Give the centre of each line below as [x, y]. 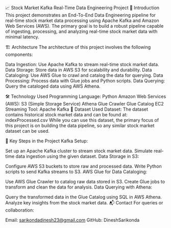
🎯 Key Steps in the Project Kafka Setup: [47, 141]
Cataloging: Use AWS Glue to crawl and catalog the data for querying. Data [84, 75]
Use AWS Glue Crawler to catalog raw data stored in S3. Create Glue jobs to [85, 182]
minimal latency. [22, 37]
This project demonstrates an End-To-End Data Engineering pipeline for [81, 15]
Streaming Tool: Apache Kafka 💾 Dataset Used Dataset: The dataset [77, 109]
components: [19, 54]
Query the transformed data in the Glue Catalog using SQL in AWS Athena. [84, 197]
